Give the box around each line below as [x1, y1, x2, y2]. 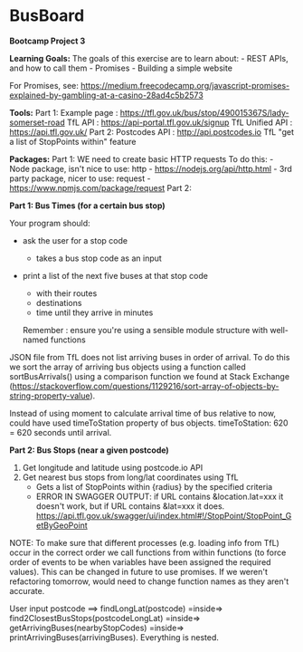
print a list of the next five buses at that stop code [22, 270, 208, 281]
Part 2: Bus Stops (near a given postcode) [9, 445, 169, 455]
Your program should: [9, 217, 90, 228]
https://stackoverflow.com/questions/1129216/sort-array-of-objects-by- [12, 380, 279, 391]
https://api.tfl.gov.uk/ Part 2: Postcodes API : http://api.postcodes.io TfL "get [9, 126, 295, 137]
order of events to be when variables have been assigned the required [9, 556, 271, 567]
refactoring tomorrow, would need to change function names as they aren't [9, 576, 289, 587]
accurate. [9, 585, 45, 596]
